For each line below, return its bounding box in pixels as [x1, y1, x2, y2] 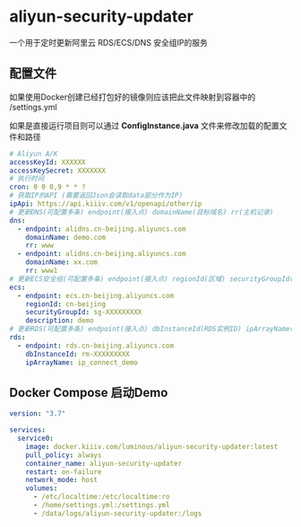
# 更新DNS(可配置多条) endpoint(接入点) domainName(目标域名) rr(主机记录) [9, 207, 274, 216]
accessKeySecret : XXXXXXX [9, 166, 106, 175]
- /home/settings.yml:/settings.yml [32, 501, 170, 510]
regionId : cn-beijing [25, 299, 106, 309]
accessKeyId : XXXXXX [9, 157, 87, 167]
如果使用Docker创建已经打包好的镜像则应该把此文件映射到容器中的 [9, 92, 256, 102]
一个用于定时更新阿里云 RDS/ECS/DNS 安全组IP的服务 [9, 37, 209, 48]
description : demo [25, 316, 94, 325]
